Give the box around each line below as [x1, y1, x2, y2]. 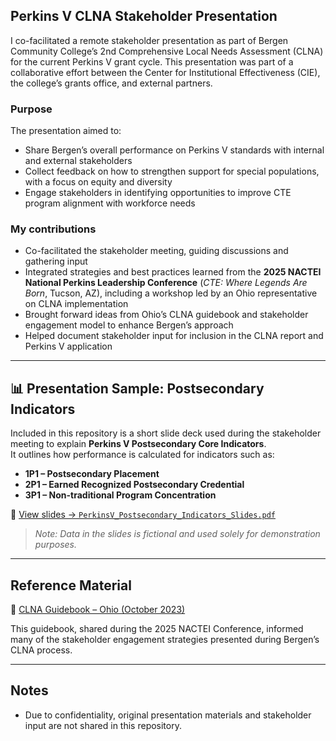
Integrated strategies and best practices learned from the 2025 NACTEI [24, 266, 322, 278]
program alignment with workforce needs [24, 197, 196, 209]
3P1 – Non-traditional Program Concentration [24, 489, 217, 501]
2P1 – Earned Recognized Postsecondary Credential [24, 479, 245, 491]
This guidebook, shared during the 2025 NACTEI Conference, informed [10, 623, 304, 635]
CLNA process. [10, 644, 73, 656]
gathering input [24, 255, 88, 268]
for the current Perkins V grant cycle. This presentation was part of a [10, 55, 294, 68]
